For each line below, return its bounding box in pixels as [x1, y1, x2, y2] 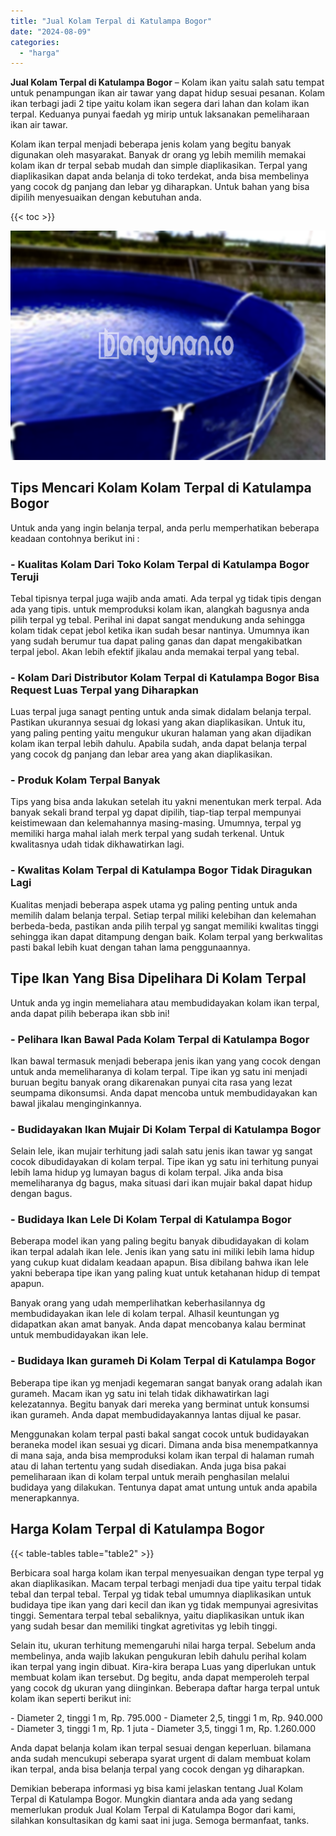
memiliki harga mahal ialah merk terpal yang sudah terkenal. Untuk [10, 828, 285, 840]
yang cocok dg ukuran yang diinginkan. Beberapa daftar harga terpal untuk [10, 1681, 320, 1694]
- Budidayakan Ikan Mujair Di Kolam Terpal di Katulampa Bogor [10, 1122, 322, 1136]
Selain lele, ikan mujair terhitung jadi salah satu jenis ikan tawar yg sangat [10, 1145, 313, 1157]
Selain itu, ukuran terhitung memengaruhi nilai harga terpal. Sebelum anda [10, 1639, 317, 1651]
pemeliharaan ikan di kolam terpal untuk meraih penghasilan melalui [10, 1470, 290, 1482]
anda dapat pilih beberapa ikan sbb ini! [10, 1007, 170, 1019]
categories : [10, 37, 60, 47]
